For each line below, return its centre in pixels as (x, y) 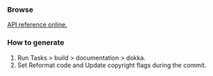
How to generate (36, 43)
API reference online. (37, 25)
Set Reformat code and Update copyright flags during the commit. (112, 65)
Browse (20, 10)
